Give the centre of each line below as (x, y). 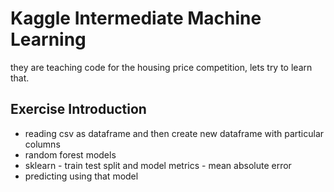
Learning (48, 39)
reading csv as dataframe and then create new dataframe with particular (174, 133)
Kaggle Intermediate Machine (136, 18)
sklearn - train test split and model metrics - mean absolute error (158, 165)
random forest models (70, 154)
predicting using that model (81, 176)
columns (42, 144)
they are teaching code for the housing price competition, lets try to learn (161, 67)
